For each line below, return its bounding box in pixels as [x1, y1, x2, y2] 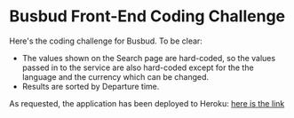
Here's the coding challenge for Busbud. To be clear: [9, 35, 203, 46]
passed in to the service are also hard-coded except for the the [21, 62, 255, 73]
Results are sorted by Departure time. [21, 81, 160, 91]
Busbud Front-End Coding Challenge [9, 6, 286, 27]
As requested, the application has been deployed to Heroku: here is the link [9, 98, 285, 108]
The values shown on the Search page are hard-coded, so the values [21, 52, 276, 63]
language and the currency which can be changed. [21, 71, 210, 82]
